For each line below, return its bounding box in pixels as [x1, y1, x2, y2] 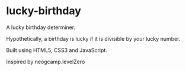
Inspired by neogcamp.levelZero [6, 58, 85, 65]
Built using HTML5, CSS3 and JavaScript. [6, 46, 108, 54]
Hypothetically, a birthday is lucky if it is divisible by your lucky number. [6, 35, 181, 42]
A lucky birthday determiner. [6, 24, 76, 31]
